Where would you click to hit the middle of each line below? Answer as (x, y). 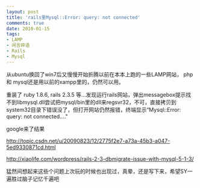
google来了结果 (26, 129)
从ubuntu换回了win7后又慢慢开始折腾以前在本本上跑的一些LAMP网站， (94, 74)
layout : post (23, 12)
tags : (13, 34)
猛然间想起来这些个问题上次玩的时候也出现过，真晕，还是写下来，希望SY (97, 171)
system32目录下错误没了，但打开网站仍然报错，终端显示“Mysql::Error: (94, 109)
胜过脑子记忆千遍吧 (35, 178)
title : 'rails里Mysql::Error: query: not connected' (73, 17)
